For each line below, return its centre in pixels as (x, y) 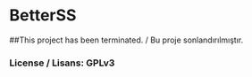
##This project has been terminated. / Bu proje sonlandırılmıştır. (126, 40)
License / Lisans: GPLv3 (62, 63)
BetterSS (43, 15)
